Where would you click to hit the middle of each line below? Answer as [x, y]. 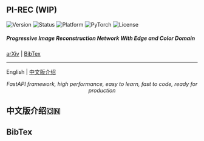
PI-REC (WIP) [32, 10]
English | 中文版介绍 [31, 71]
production [102, 90]
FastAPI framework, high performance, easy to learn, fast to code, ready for [102, 84]
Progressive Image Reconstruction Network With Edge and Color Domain [101, 38]
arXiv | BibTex [23, 53]
